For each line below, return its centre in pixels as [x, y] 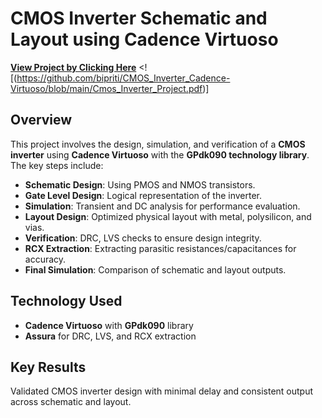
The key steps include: [57, 165]
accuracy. [45, 259]
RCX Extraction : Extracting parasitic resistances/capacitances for [160, 248]
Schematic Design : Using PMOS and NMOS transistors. [140, 184]
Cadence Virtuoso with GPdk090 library [109, 325]
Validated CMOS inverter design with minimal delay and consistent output [162, 391]
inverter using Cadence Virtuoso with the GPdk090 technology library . [160, 154]
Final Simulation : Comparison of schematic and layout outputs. [155, 269]
